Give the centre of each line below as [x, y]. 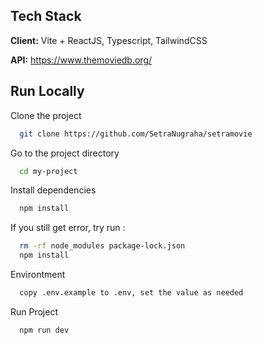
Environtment [38, 274]
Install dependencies [53, 190]
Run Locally [47, 91]
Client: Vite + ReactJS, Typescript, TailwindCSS [109, 40]
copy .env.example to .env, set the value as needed [131, 293]
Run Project [34, 311]
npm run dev [44, 330]
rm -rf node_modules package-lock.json [102, 246]
